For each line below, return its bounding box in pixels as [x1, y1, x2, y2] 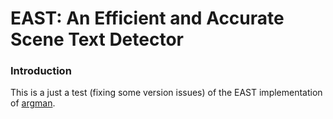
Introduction [10, 64, 72, 78]
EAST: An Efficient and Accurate [10, 7, 285, 30]
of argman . [10, 97, 56, 109]
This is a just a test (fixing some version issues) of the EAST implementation [10, 87, 323, 99]
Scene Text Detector [10, 28, 184, 51]
